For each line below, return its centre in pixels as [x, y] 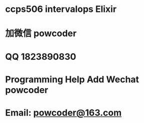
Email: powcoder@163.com [63, 113]
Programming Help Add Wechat [72, 79]
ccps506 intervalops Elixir [61, 9]
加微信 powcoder [41, 34]
